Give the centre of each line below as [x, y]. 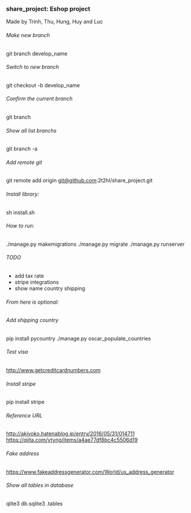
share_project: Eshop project [48, 9]
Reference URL [24, 415]
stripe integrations [37, 282]
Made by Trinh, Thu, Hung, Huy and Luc [55, 22]
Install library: [23, 194]
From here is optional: [33, 302]
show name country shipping [50, 288]
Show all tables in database [40, 485]
